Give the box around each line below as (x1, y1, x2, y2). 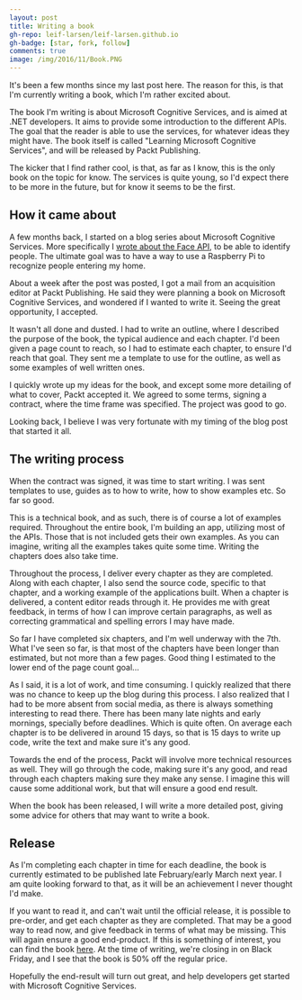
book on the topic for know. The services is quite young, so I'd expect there (9, 172, 289, 183)
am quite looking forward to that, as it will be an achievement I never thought (9, 878, 293, 889)
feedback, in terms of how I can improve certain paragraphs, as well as (9, 606, 272, 617)
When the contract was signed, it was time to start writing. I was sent (9, 475, 265, 486)
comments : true (9, 47, 67, 56)
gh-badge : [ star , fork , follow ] (9, 38, 130, 48)
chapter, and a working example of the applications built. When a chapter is (9, 587, 289, 598)
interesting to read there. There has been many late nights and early (9, 707, 262, 718)
